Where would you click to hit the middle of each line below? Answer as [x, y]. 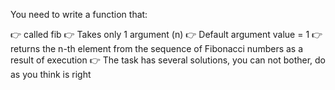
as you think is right [51, 74]
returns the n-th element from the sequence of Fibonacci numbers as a [157, 48]
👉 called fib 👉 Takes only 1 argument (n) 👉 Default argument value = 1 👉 [166, 34]
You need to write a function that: [79, 14]
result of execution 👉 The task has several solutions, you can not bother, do [168, 60]
